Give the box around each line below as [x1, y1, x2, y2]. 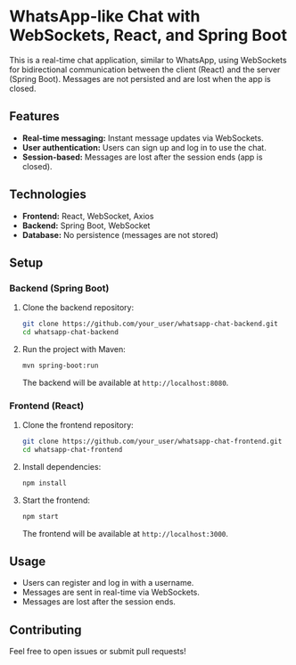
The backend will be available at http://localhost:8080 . [21, 377, 229, 388]
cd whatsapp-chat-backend [21, 328, 119, 337]
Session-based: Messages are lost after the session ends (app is [21, 152, 263, 162]
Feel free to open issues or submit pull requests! [9, 646, 186, 657]
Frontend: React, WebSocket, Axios [21, 210, 154, 221]
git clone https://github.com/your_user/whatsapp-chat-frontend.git [21, 437, 283, 447]
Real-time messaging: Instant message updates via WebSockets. [21, 132, 265, 144]
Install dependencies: [21, 461, 102, 472]
